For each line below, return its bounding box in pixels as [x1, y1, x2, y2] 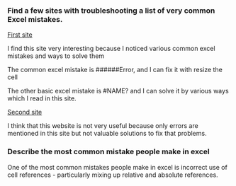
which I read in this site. [7, 94, 77, 103]
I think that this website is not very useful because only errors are [7, 122, 198, 130]
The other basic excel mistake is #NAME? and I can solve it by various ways [7, 87, 229, 95]
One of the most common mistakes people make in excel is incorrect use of [7, 163, 228, 171]
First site [7, 30, 33, 39]
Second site [7, 108, 43, 117]
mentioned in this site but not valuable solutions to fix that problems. [7, 129, 207, 138]
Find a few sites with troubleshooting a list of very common [7, 6, 215, 16]
